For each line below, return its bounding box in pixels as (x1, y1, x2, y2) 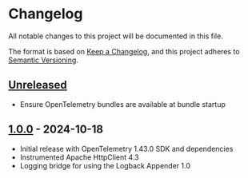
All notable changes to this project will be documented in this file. (8, 31, 224, 41)
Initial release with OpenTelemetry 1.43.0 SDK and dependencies (19, 144, 234, 153)
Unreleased (8, 78, 68, 92)
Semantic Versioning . (8, 55, 78, 65)
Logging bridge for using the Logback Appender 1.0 (19, 160, 190, 170)
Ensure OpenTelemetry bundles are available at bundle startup (19, 99, 226, 109)
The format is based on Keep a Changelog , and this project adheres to (8, 46, 240, 56)
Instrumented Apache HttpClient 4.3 (19, 152, 139, 162)
